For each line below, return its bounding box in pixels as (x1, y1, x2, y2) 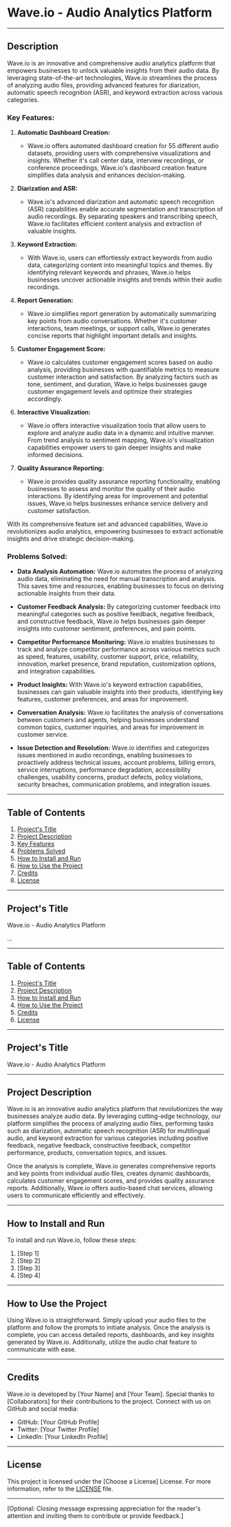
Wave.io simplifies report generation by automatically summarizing (27, 310, 217, 318)
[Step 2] (16, 1256, 41, 1265)
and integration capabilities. (16, 667, 96, 675)
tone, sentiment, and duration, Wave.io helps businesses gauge (27, 380, 208, 388)
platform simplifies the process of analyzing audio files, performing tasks (7, 1119, 214, 1128)
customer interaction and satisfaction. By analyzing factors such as (27, 373, 218, 381)
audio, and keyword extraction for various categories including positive (7, 1134, 208, 1142)
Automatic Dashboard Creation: (16, 129, 111, 137)
